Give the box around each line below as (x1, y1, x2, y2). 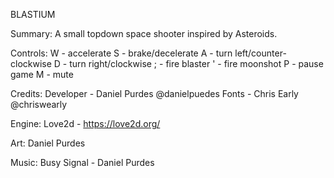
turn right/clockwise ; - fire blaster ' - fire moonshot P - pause (69, 58, 324, 69)
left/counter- (234, 47, 287, 59)
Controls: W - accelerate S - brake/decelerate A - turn (10, 47, 233, 59)
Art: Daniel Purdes (10, 137, 86, 149)
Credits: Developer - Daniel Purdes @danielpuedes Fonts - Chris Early (10, 88, 299, 99)
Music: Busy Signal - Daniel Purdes (10, 157, 155, 168)
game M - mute (10, 69, 74, 80)
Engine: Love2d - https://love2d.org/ (10, 118, 161, 129)
